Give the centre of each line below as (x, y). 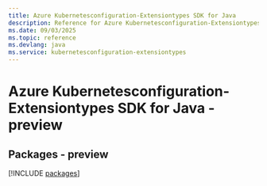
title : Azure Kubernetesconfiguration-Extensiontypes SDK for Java (122, 15)
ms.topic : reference (43, 38)
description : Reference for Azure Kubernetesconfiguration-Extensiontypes (135, 23)
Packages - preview (58, 154)
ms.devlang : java (37, 45)
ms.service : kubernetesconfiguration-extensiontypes (97, 52)
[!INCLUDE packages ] (44, 173)
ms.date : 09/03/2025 (43, 30)
